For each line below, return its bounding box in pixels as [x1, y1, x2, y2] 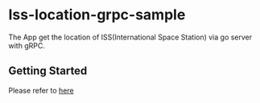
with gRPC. [8, 40, 46, 50]
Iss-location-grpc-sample [8, 6, 186, 24]
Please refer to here [8, 85, 74, 95]
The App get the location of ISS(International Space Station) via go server [8, 32, 253, 42]
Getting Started [8, 64, 88, 78]
